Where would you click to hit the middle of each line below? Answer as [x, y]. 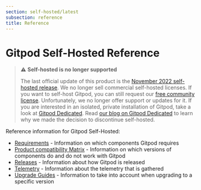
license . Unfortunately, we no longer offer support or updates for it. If [106, 101]
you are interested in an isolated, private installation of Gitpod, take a [105, 107]
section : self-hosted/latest [42, 12]
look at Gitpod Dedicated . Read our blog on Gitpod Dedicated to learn [107, 113]
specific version [34, 182]
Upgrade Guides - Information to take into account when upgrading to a [103, 175]
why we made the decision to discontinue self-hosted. [88, 120]
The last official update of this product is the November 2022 [96, 81]
